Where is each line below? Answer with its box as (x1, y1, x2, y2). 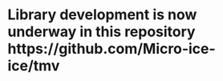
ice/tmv (7, 57, 60, 75)
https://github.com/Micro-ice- (7, 40, 216, 58)
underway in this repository (7, 22, 196, 41)
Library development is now (7, 6, 197, 24)
